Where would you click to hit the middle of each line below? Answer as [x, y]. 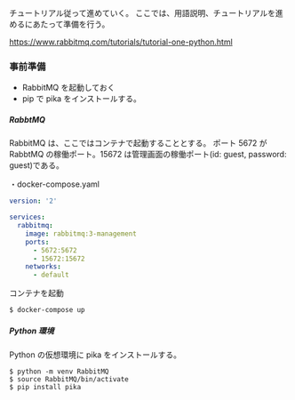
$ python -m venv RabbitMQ [59, 372]
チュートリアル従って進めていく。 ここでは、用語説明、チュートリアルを [142, 13]
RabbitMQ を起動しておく [68, 88]
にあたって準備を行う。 [67, 24]
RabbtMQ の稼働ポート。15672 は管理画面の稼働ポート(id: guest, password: [148, 155]
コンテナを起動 [36, 293]
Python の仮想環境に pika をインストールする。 [96, 355]
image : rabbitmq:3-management [81, 234]
